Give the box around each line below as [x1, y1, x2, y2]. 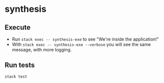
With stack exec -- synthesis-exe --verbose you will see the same [11, 41, 151, 47]
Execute [4, 23, 31, 32]
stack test [4, 74, 27, 79]
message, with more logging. [11, 47, 72, 52]
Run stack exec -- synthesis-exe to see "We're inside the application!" [11, 36, 159, 42]
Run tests [4, 61, 35, 70]
